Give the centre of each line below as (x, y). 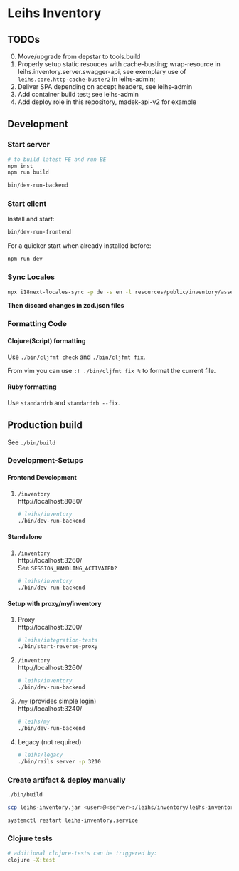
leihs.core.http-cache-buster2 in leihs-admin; (86, 79)
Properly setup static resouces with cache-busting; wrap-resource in (119, 64)
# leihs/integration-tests (58, 640)
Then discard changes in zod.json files (66, 306)
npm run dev (25, 259)
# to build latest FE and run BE (57, 159)
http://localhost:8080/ (50, 501)
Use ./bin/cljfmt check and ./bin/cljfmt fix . (76, 357)
